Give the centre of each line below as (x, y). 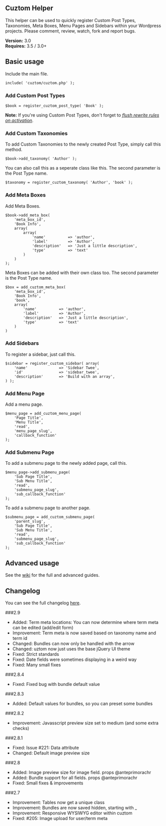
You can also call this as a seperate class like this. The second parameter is (83, 168)
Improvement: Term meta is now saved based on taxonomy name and (84, 633)
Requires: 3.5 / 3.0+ (26, 46)
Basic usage (24, 62)
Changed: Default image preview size (51, 753)
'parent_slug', (30, 522)
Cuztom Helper (29, 8)
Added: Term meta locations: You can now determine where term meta (85, 622)
